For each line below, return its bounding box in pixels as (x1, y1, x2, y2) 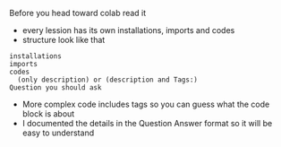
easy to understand (21, 127, 95, 138)
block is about (21, 108, 75, 119)
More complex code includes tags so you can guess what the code (21, 99, 270, 109)
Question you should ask (9, 83, 102, 92)
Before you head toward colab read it (9, 8, 147, 18)
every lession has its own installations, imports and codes (21, 25, 235, 35)
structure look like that (21, 35, 106, 45)
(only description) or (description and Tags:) (17, 75, 199, 84)
